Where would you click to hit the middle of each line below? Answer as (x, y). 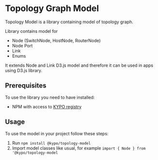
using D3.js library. (24, 70)
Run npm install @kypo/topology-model (51, 143)
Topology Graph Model (52, 8)
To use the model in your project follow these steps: (57, 133)
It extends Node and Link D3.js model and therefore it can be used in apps (79, 65)
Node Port (22, 45)
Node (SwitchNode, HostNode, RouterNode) (56, 40)
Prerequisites (26, 86)
